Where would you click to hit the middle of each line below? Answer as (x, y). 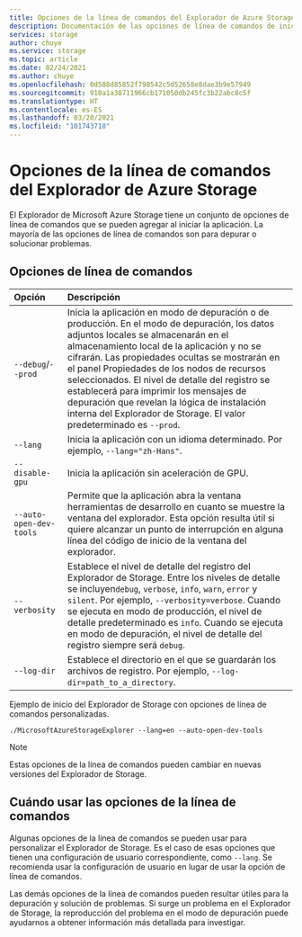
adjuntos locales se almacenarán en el (148, 335)
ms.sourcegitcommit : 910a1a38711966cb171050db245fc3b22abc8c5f (130, 93)
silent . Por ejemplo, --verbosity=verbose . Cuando (174, 600)
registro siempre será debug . (126, 645)
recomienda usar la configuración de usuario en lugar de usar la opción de (147, 866)
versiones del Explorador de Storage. (78, 773)
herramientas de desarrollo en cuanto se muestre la (176, 506)
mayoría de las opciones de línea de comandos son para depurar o (133, 234)
